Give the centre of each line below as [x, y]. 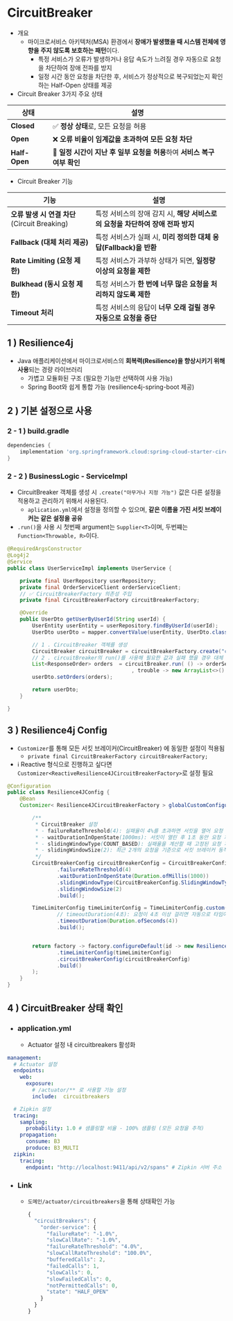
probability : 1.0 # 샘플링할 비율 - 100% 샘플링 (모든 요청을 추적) [115, 1128]
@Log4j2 [18, 555]
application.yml [44, 1029]
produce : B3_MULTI [52, 1148]
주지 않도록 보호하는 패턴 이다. [80, 50]
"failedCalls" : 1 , [73, 1266]
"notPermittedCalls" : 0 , [82, 1286]
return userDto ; [55, 690]
